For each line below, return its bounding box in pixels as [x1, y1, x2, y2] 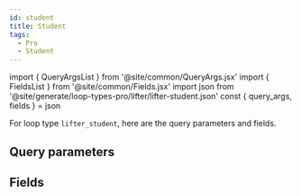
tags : [9, 30, 30, 39]
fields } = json [9, 100, 61, 111]
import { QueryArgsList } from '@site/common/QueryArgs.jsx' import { [9, 71, 269, 82]
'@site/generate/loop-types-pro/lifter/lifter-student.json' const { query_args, [9, 91, 293, 102]
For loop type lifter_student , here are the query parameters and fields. [9, 118, 277, 129]
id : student [9, 13, 54, 23]
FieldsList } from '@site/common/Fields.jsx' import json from [9, 81, 234, 92]
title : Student [9, 22, 67, 31]
